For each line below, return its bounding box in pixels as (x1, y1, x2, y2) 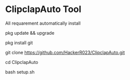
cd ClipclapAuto (5, 59, 39, 65)
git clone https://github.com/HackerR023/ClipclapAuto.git (5, 49, 125, 55)
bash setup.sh (5, 69, 35, 75)
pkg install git (5, 39, 33, 46)
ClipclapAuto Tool (5, 4, 82, 15)
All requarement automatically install (5, 20, 81, 26)
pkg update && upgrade (5, 30, 54, 36)
